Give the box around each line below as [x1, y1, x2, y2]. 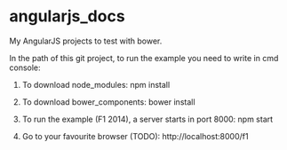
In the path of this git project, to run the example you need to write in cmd [9, 52, 279, 63]
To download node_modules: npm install [21, 79, 171, 90]
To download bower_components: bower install [21, 96, 195, 107]
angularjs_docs [9, 6, 126, 27]
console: [9, 62, 42, 73]
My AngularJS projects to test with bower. [9, 36, 163, 46]
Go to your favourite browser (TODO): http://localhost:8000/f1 [21, 130, 249, 141]
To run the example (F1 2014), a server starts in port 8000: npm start [21, 114, 274, 124]
